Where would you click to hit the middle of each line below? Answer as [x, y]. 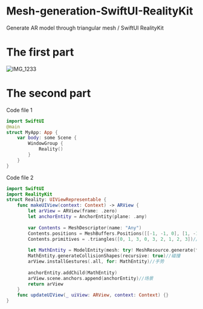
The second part [49, 93]
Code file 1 [20, 110]
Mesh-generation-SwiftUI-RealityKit [100, 11]
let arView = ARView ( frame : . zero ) [73, 211]
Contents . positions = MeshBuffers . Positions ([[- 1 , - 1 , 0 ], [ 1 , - [112, 234]
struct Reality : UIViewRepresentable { [56, 200]
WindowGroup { [46, 144]
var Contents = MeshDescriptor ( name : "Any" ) [85, 228]
